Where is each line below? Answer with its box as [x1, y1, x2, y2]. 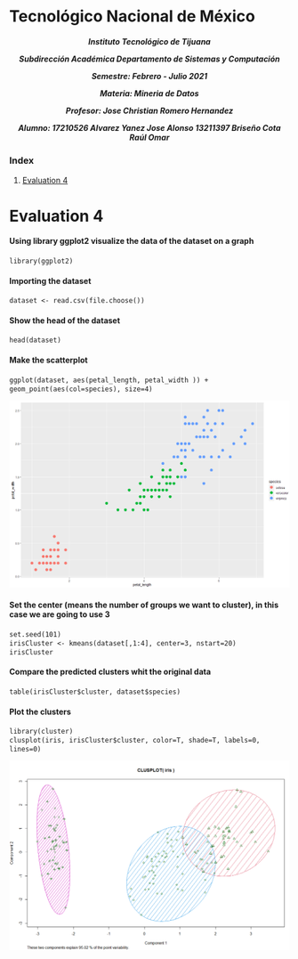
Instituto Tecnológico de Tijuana [88, 36, 211, 46]
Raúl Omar [129, 132, 170, 142]
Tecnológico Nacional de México [9, 6, 255, 27]
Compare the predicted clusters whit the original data [9, 666, 212, 678]
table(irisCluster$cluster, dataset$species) [9, 687, 181, 696]
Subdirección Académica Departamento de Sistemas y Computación [19, 53, 280, 64]
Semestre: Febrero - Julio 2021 [91, 70, 208, 81]
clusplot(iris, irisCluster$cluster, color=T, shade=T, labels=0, [9, 736, 261, 745]
